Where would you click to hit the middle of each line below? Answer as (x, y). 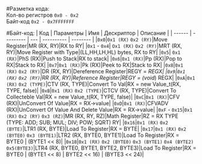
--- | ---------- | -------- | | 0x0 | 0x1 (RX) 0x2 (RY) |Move (99, 39)
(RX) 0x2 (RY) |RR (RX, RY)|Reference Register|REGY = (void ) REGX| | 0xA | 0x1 (101, 78)
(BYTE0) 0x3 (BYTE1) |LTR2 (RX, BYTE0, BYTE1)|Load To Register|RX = (93, 135)
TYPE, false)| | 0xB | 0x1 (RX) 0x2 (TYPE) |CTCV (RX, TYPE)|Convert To (91, 90)
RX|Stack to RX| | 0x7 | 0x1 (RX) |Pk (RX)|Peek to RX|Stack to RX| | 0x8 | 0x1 (95, 65)
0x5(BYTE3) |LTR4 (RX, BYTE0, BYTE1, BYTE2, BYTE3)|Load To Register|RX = (102, 148)
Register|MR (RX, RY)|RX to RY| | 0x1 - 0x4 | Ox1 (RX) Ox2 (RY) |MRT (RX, (94, 46)
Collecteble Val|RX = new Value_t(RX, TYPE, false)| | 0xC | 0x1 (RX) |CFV (93, 97)
